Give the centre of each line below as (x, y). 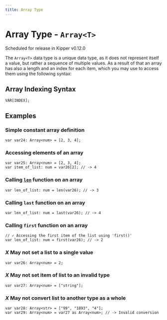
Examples (21, 116)
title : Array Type (24, 10)
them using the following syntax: (39, 74)
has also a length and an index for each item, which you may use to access (82, 68)
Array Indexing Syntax (41, 89)
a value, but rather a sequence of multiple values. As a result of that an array (83, 63)
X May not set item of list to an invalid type (58, 275)
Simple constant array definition (45, 130)
